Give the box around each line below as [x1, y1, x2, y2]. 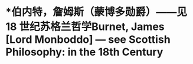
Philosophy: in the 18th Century [5, 45, 163, 59]
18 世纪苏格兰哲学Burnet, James [5, 20, 165, 33]
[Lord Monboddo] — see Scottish [5, 33, 171, 46]
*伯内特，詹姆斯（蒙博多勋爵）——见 [5, 5, 187, 19]
